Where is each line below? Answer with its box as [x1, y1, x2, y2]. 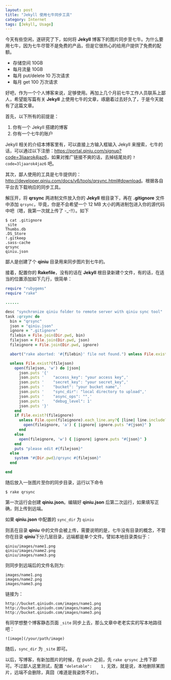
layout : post [5, 7, 33, 13]
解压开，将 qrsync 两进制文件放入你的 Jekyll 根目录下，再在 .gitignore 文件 [5, 195, 165, 201]
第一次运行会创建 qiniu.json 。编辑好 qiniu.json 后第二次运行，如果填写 [5, 499, 155, 505]
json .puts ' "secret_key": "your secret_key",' [18, 380, 129, 385]
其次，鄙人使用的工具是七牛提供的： [5, 171, 81, 177]
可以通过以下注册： [14, 148, 54, 154]
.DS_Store [5, 231, 26, 237]
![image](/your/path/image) [5, 636, 65, 641]
